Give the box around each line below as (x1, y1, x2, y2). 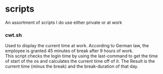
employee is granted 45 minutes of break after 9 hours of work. (5, 48, 134, 54)
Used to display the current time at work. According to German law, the (5, 43, 149, 49)
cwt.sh (5, 32, 22, 38)
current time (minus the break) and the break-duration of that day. (5, 63, 138, 69)
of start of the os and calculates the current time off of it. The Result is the (5, 58, 155, 64)
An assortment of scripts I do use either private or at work (5, 19, 122, 25)
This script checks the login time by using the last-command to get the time (5, 53, 158, 59)
